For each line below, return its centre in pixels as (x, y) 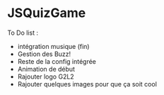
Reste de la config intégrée (57, 61)
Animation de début (46, 69)
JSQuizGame (47, 13)
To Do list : (23, 33)
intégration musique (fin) (53, 46)
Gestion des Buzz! (44, 54)
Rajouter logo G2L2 (46, 77)
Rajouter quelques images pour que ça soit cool (87, 84)
